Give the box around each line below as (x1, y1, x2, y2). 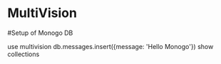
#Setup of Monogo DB (7, 28, 73, 37)
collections (7, 50, 40, 58)
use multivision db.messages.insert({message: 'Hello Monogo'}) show (7, 42, 214, 50)
